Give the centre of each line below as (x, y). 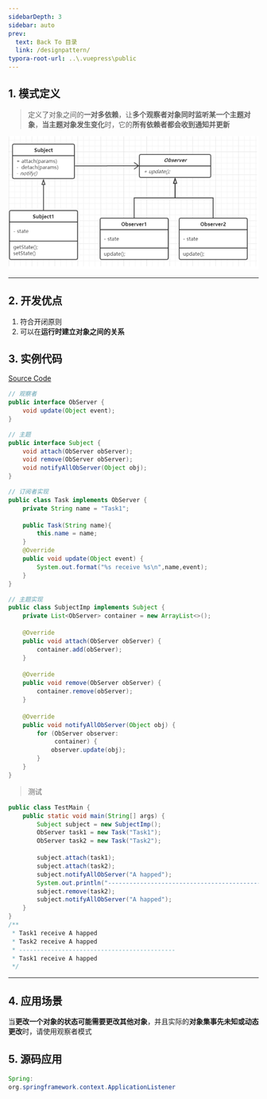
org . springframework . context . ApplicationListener (92, 1087)
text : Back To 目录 (46, 42)
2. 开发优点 (35, 301)
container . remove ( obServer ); (85, 691)
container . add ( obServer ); (80, 649)
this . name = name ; (67, 534)
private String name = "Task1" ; (76, 509)
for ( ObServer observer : (78, 733)
